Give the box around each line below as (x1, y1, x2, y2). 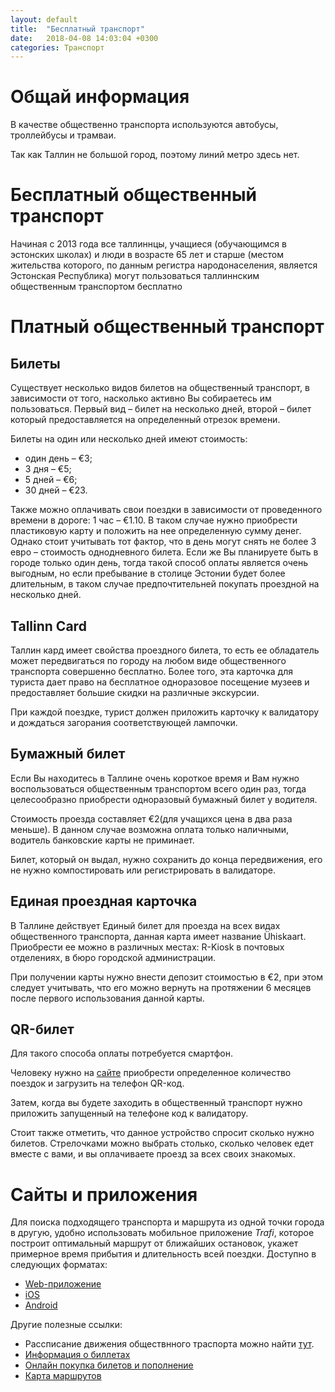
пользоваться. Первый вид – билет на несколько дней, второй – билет (10, 403, 312, 415)
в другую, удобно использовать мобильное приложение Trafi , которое (10, 1227, 315, 1239)
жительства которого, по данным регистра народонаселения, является (10, 259, 318, 271)
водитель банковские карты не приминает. (10, 834, 195, 846)
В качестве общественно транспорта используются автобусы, (10, 119, 279, 131)
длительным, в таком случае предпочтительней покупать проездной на (10, 578, 320, 590)
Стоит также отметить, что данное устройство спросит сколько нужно (10, 1127, 315, 1139)
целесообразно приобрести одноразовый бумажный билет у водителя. (10, 793, 318, 805)
